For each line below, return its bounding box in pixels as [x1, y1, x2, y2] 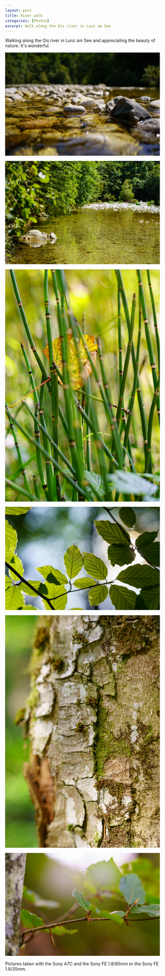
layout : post [5, 8, 32, 13]
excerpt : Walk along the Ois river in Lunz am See [5, 24, 111, 29]
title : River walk [5, 13, 43, 18]
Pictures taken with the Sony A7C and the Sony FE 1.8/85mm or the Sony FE [5, 961, 159, 967]
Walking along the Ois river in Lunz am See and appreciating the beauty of [5, 37, 156, 44]
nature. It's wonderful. [5, 43, 50, 49]
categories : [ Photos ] [5, 18, 50, 23]
